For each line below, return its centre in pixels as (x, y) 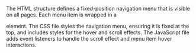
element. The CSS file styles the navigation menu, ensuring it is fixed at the (98, 26)
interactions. (21, 45)
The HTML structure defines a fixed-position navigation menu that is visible (98, 9)
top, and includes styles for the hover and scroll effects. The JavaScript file (98, 32)
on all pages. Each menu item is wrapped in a (62, 15)
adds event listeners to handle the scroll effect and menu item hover (89, 39)
